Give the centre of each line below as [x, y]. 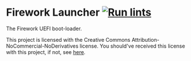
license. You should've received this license [133, 46]
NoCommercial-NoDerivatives [42, 46]
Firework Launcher [53, 12]
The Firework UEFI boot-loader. [44, 28]
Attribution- [146, 40]
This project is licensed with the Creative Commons [68, 40]
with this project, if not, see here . [46, 52]
